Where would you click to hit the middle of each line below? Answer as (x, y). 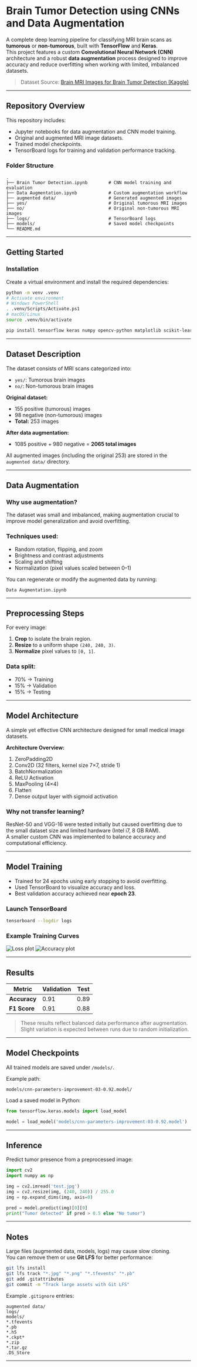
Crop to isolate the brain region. (53, 639)
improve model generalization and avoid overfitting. (68, 521)
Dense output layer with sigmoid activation (66, 796)
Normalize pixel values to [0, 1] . (55, 651)
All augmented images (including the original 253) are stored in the (87, 455)
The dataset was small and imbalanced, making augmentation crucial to (93, 515)
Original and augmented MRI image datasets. (69, 138)
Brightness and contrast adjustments (59, 555)
